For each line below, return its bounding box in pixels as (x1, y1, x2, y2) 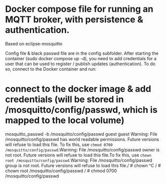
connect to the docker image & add (5, 83, 152, 95)
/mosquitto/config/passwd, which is (5, 105, 158, 115)
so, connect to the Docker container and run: (5, 66, 97, 72)
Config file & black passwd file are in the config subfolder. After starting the (5, 50, 159, 56)
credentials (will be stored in (5, 94, 124, 105)
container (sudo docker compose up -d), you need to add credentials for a (5, 55, 157, 61)
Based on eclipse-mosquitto (5, 40, 63, 46)
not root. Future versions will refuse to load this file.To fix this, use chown (5, 152, 152, 158)
